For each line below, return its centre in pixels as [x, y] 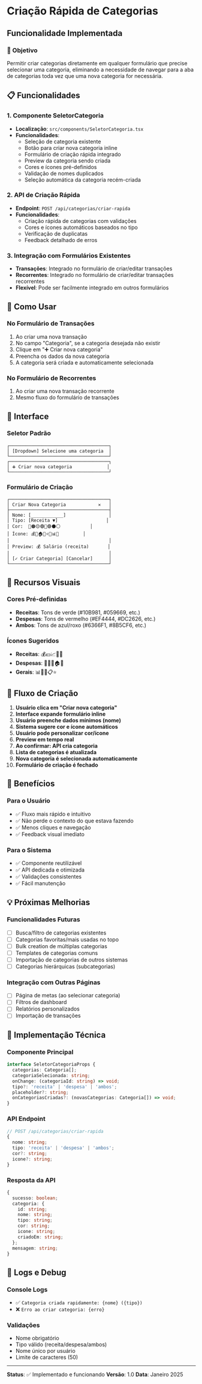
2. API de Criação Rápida [43, 195]
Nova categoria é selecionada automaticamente [76, 758]
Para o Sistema [29, 850]
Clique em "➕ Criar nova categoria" [59, 349]
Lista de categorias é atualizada [56, 752]
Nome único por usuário [45, 1351]
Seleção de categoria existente [63, 141]
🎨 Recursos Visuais [44, 582]
